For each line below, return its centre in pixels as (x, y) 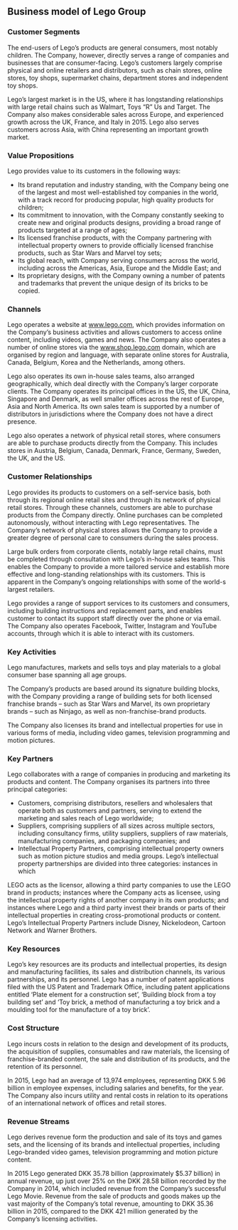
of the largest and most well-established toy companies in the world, (118, 192)
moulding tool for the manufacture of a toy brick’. (79, 1010)
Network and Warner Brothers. (52, 931)
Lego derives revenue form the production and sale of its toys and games (115, 1137)
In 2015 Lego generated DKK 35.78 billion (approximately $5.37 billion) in (114, 1174)
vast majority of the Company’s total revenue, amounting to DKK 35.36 (110, 1204)
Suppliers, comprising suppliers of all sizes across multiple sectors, (116, 826)
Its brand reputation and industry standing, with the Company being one (123, 184)
